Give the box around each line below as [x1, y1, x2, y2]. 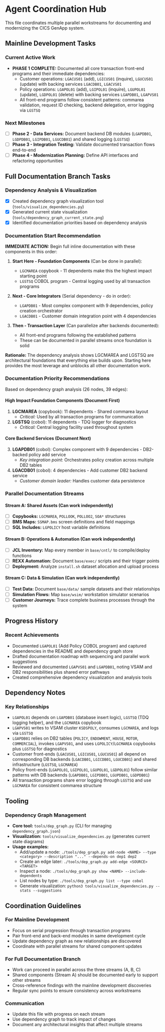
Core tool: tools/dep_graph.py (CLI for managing [12, 823, 112, 829]
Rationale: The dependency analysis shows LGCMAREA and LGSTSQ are [5, 352, 154, 358]
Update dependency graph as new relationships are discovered [12, 938, 141, 944]
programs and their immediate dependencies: [12, 70, 105, 76]
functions [12, 552, 32, 558]
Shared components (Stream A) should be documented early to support [12, 972, 159, 978]
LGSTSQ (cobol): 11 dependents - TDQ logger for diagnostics [12, 419, 136, 425]
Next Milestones [5, 119, 45, 126]
